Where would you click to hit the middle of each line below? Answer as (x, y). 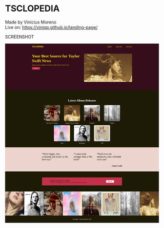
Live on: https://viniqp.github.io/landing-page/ (51, 27)
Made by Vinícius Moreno (31, 22)
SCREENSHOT (20, 37)
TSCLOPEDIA (32, 9)
